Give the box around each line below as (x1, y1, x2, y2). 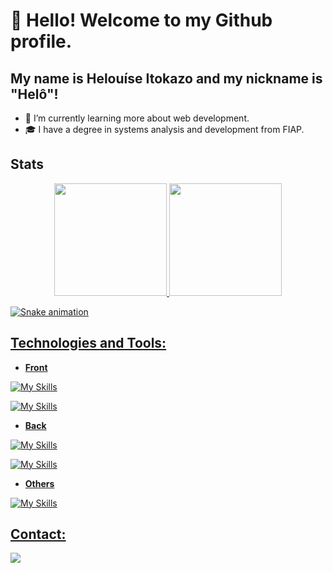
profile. (10, 30, 73, 53)
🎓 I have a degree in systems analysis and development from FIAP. (24, 124, 305, 135)
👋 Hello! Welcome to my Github (10, 9, 273, 32)
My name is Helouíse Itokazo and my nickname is (10, 70, 323, 87)
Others (24, 477, 55, 489)
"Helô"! (10, 85, 59, 103)
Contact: (10, 526, 67, 543)
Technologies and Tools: (10, 335, 167, 352)
